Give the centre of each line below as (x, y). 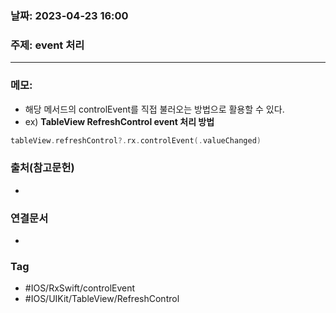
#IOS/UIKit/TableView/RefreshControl (102, 299)
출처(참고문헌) (42, 168)
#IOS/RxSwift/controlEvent (80, 288)
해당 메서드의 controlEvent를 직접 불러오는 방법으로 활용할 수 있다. (154, 109)
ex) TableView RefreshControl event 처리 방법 (119, 121)
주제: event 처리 (47, 45)
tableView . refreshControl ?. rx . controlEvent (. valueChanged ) (136, 140)
